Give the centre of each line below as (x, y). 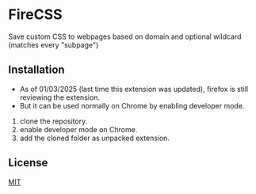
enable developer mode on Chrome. (78, 129)
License (28, 163)
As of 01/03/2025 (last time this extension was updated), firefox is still (134, 89)
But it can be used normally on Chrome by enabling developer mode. (132, 105)
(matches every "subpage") (53, 44)
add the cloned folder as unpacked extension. (95, 138)
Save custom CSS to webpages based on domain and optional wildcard (125, 36)
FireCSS (35, 15)
